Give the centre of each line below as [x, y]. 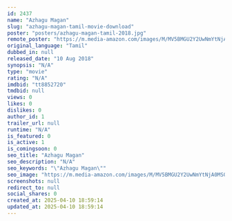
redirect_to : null [33, 188]
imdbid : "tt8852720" [37, 85]
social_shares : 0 [32, 194]
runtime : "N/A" [29, 130]
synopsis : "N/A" [30, 65]
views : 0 [20, 98]
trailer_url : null [33, 123]
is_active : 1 [26, 143]
